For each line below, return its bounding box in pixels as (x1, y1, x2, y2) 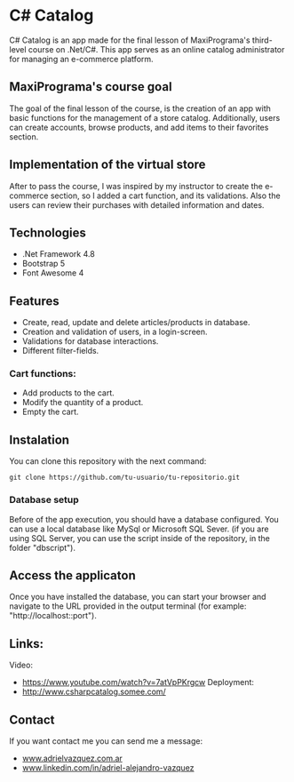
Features (9, 293, 60, 308)
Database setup (9, 494, 80, 507)
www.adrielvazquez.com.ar (21, 753, 123, 764)
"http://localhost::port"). (9, 610, 98, 621)
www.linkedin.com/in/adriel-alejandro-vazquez (21, 762, 195, 773)
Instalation (9, 432, 69, 447)
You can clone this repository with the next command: (9, 456, 207, 467)
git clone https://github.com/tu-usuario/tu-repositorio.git (9, 473, 241, 483)
